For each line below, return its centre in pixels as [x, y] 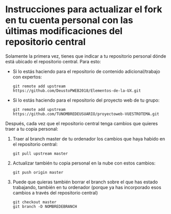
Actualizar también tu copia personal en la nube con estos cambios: [84, 163]
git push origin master [38, 172]
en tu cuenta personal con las [69, 20]
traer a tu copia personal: [32, 129]
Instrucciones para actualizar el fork [84, 9]
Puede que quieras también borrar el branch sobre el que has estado [85, 182]
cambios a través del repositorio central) [55, 193]
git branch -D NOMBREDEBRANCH [45, 206]
